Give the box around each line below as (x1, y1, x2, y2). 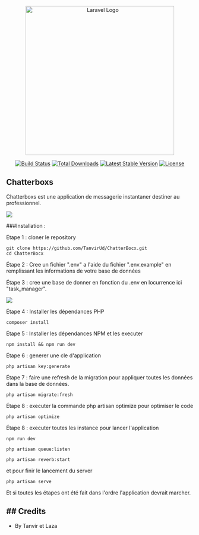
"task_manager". (6, 285, 47, 292)
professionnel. (6, 199, 42, 206)
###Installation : (6, 222, 46, 229)
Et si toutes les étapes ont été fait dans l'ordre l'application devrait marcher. (6, 489, 191, 496)
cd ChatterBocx (6, 251, 44, 256)
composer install (6, 319, 49, 325)
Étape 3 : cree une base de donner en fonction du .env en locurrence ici (6, 279, 182, 286)
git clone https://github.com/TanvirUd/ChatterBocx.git (6, 245, 147, 251)
